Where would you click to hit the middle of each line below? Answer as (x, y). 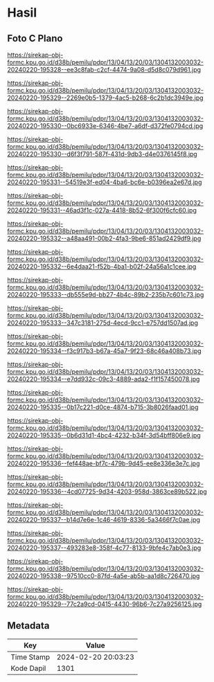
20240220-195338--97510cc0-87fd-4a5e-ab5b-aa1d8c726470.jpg (104, 576)
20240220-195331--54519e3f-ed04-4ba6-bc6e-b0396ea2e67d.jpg (105, 182)
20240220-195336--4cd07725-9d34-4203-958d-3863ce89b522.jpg (107, 492)
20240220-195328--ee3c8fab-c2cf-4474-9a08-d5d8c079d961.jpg (104, 70)
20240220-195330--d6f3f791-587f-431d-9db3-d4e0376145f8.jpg (102, 154)
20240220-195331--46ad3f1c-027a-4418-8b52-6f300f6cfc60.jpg (102, 210)
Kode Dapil (28, 668)
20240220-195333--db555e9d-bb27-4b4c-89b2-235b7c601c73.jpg (106, 295)
